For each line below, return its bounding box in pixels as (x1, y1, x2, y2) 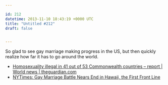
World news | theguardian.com (12, 69, 77, 75)
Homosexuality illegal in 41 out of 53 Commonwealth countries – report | (12, 63, 163, 69)
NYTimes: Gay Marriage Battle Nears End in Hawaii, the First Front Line (12, 74, 160, 80)
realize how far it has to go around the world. (5, 54, 98, 60)
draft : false (5, 26, 33, 31)
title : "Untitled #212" (5, 21, 55, 26)
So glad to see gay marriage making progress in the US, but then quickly (5, 48, 156, 54)
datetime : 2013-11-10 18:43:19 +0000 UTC (5, 16, 94, 22)
